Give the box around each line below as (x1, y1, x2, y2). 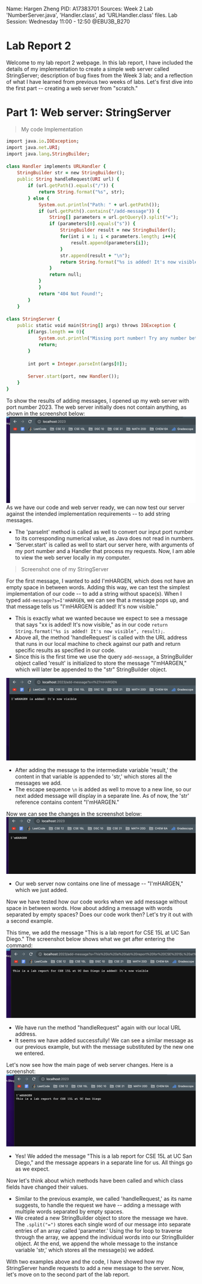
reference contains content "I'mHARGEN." (14, 799, 120, 806)
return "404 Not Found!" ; (38, 291, 103, 297)
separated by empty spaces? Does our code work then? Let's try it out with (6, 911, 193, 918)
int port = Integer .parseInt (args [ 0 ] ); (28, 361, 128, 367)
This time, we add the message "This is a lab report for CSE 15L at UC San (6, 929, 191, 936)
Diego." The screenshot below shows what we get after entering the (6, 935, 175, 943)
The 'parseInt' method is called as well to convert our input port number (14, 528, 194, 536)
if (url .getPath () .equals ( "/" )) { (28, 183, 114, 189)
